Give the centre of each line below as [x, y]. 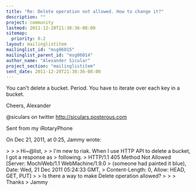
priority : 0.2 [28, 39]
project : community [30, 22]
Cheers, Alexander [29, 105]
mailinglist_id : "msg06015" [40, 50]
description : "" [26, 17]
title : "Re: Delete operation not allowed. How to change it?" [85, 11]
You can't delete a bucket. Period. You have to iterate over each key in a [93, 88]
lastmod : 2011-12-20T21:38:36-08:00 [51, 28]
